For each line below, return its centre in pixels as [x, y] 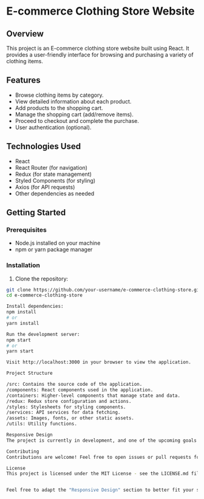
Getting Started [36, 213]
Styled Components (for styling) [55, 180]
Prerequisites [26, 229]
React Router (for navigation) [51, 167]
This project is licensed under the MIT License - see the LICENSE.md [97, 474]
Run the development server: [43, 334]
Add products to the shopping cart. [59, 108]
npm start [19, 340]
